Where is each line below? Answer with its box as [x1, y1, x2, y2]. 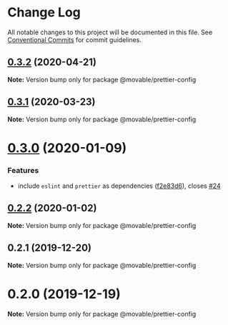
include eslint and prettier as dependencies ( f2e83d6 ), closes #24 [17, 181, 221, 190]
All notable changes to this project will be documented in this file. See [7, 28, 213, 36]
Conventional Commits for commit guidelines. [7, 35, 142, 44]
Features [7, 165, 39, 175]
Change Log [7, 4, 81, 21]
